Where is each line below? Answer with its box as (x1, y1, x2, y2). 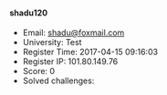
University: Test (22, 37, 82, 48)
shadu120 (9, 7, 48, 18)
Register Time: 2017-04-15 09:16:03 (22, 46, 158, 58)
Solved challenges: (22, 75, 95, 86)
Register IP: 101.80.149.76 (22, 56, 119, 67)
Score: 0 (22, 66, 56, 77)
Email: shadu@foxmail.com (22, 27, 125, 38)
